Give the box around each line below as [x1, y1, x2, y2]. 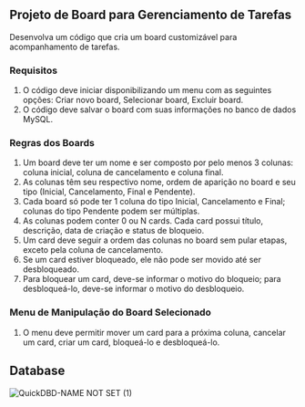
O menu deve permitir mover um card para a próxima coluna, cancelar [22, 327, 287, 338]
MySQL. [22, 114, 54, 125]
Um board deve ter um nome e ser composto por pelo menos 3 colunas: [22, 157, 294, 168]
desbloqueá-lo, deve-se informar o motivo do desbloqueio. [22, 283, 245, 295]
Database [9, 363, 66, 379]
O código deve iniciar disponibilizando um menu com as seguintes [22, 85, 272, 96]
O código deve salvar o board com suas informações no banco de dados [22, 104, 297, 115]
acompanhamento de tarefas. [9, 41, 120, 52]
